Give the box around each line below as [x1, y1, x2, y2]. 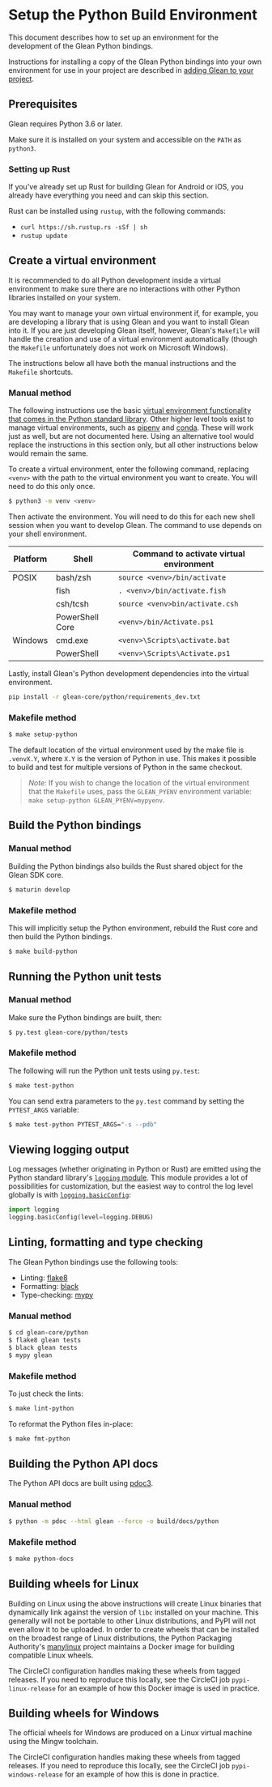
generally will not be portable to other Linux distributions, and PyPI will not [8, 1615, 257, 1625]
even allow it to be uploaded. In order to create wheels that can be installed [8, 1624, 260, 1634]
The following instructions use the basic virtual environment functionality [8, 406, 252, 415]
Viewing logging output [8, 1142, 130, 1156]
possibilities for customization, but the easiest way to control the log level [8, 1181, 253, 1191]
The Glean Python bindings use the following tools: [8, 1257, 178, 1266]
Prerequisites [8, 97, 78, 111]
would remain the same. [8, 449, 89, 458]
